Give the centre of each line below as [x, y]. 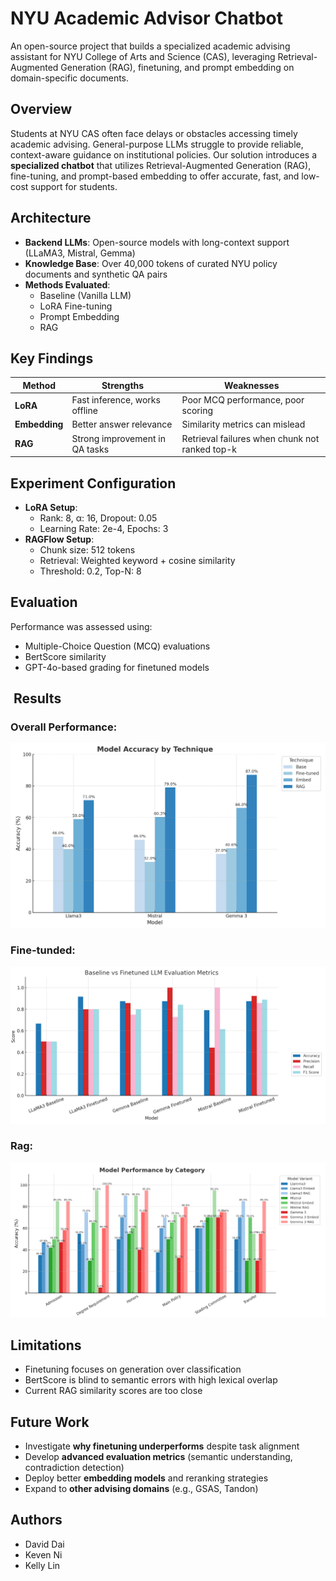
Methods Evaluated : [67, 284]
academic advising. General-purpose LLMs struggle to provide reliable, [157, 144]
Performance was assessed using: [81, 626]
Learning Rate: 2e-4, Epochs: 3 [104, 528]
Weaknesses [252, 385]
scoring [197, 411]
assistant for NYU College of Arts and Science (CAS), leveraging [143, 56]
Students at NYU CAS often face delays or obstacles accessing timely [154, 133]
